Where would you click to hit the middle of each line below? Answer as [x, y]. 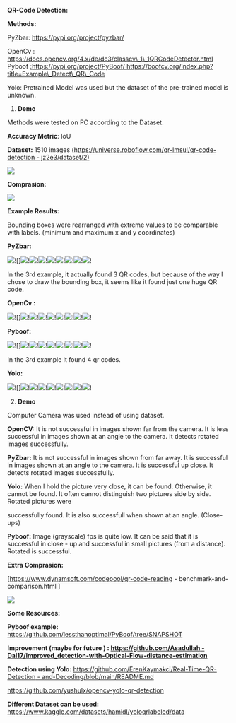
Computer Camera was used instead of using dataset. [86, 415]
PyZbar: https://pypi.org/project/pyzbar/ [66, 37]
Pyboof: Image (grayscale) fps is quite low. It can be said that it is [103, 536]
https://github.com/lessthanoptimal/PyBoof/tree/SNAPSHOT [95, 634]
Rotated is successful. [40, 551]
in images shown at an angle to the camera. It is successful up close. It [110, 465]
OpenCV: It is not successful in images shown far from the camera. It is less [118, 429]
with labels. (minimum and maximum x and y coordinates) [91, 232]
